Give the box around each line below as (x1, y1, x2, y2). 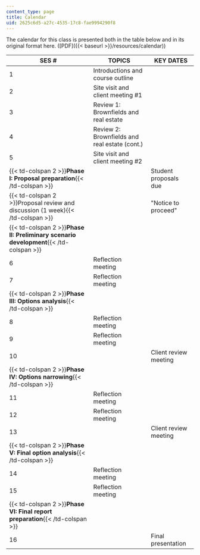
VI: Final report (9, 507, 52, 516)
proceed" (151, 206, 177, 215)
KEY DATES (154, 57, 188, 65)
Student (151, 167, 173, 175)
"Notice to (151, 199, 180, 207)
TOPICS (108, 57, 131, 65)
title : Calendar (6, 14, 46, 20)
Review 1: (93, 101, 121, 109)
